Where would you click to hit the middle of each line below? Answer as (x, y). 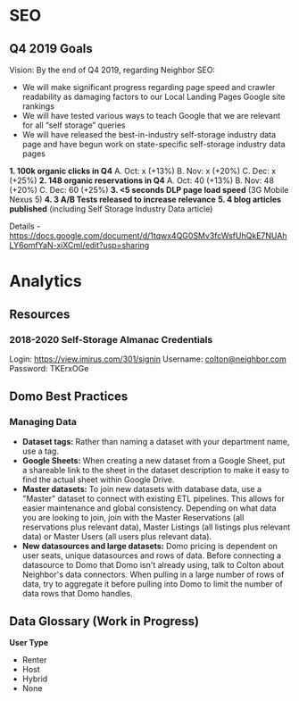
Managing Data (43, 422)
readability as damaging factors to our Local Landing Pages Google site (154, 96)
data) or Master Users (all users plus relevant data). (117, 536)
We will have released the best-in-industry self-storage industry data (149, 134)
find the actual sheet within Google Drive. (98, 480)
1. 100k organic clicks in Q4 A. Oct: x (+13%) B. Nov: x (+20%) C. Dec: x (143, 171)
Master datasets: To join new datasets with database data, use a (141, 488)
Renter (34, 660)
